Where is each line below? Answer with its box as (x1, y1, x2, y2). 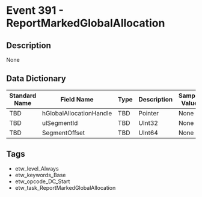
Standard (9, 91, 37, 100)
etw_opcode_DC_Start (14, 178, 70, 185)
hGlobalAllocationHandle (41, 109, 112, 117)
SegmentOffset (41, 129, 85, 137)
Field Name (60, 95, 94, 103)
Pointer (138, 109, 159, 117)
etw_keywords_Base (14, 171, 66, 178)
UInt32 (138, 118, 158, 127)
